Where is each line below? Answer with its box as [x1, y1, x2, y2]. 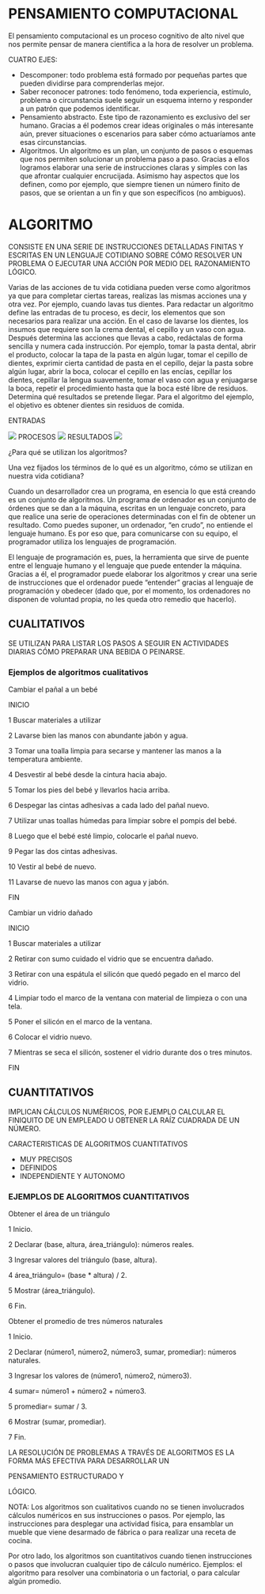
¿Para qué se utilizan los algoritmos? [8, 447, 128, 456]
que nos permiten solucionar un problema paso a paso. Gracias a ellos [19, 154, 250, 163]
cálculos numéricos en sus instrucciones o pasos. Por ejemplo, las [8, 1511, 225, 1520]
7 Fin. [8, 1432, 26, 1442]
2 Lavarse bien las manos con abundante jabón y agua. [8, 730, 188, 740]
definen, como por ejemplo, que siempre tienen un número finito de [19, 179, 240, 189]
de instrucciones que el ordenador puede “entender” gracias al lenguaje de [8, 578, 254, 587]
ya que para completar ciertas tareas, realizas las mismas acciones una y [8, 291, 248, 300]
